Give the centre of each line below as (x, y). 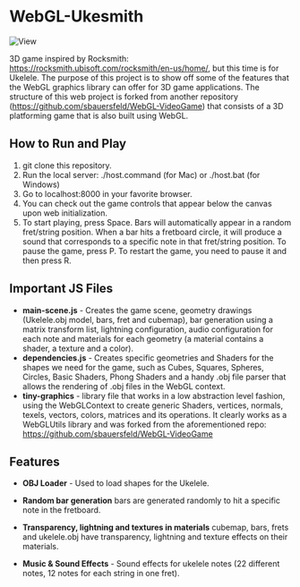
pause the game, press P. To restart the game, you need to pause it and (154, 251)
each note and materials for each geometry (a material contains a (143, 338)
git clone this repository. (67, 165)
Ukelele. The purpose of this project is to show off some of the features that (149, 77)
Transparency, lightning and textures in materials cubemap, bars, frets (155, 527)
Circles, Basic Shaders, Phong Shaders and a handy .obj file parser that (154, 377)
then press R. (47, 260)
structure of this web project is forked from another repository (124, 97)
